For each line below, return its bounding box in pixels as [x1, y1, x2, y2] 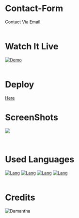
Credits [5, 192, 35, 203]
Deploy [5, 79, 34, 90]
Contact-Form [5, 3, 63, 14]
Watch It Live [5, 41, 59, 52]
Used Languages [5, 154, 75, 165]
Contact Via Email [5, 19, 41, 25]
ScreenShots [5, 112, 58, 123]
